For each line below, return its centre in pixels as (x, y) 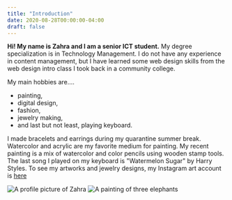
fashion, (29, 110)
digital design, (37, 103)
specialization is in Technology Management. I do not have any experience (114, 54)
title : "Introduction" (40, 14)
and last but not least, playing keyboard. (75, 125)
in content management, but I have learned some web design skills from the (116, 61)
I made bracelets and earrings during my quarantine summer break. (104, 139)
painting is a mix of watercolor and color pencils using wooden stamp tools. (116, 153)
